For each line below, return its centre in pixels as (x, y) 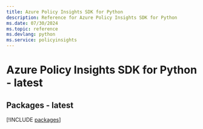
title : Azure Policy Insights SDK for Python (65, 12)
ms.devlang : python (31, 35)
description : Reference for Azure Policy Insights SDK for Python (92, 18)
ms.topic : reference (32, 29)
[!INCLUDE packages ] (34, 120)
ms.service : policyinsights (42, 40)
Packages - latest (40, 105)
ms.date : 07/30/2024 (32, 23)
